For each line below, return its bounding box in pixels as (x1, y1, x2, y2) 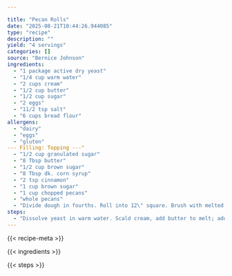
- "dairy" (13, 125, 41, 132)
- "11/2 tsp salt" (13, 106, 67, 113)
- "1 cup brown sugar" (13, 183, 79, 190)
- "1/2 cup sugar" (13, 93, 67, 100)
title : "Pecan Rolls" (7, 16, 70, 23)
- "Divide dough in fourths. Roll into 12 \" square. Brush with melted (13, 202, 224, 209)
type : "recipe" (7, 29, 51, 36)
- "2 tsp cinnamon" (13, 177, 70, 184)
